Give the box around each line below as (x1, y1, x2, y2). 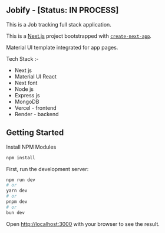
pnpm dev (6, 199, 28, 205)
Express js (14, 91, 40, 99)
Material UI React (14, 73, 57, 80)
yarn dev (6, 188, 28, 194)
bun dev (6, 209, 25, 215)
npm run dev (6, 177, 35, 183)
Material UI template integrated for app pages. (6, 44, 118, 51)
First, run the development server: (6, 165, 89, 172)
